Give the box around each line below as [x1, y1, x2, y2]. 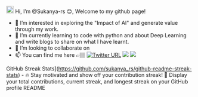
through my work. [14, 25, 58, 33]
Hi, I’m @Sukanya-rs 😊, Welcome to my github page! [14, 8, 146, 15]
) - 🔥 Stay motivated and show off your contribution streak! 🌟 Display [17, 72, 188, 78]
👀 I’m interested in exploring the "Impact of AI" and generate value [14, 20, 178, 26]
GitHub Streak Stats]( [6, 65, 58, 72]
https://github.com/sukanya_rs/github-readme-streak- [58, 65, 192, 72]
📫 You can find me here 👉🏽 [14, 51, 85, 59]
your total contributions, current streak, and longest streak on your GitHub [6, 78, 188, 85]
